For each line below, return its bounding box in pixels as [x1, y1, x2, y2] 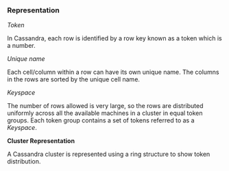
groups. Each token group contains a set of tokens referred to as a [7, 116, 195, 124]
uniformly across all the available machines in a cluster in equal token [7, 109, 203, 118]
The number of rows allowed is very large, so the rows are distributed [7, 102, 204, 110]
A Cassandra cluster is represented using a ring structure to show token [7, 150, 210, 159]
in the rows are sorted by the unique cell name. [7, 75, 141, 83]
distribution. [7, 157, 41, 166]
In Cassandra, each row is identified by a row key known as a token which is [7, 34, 222, 42]
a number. [7, 42, 36, 50]
